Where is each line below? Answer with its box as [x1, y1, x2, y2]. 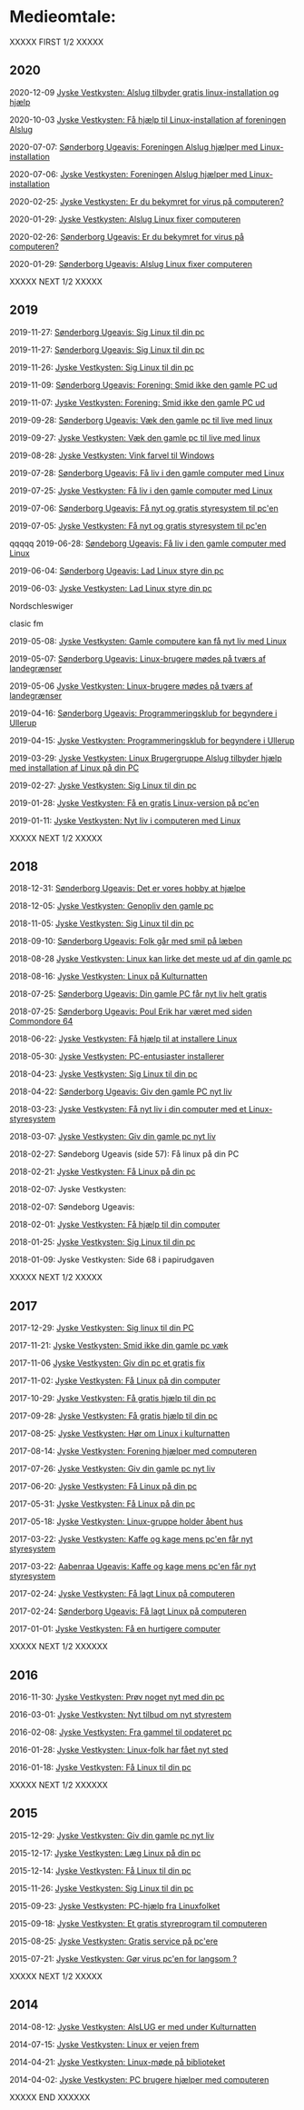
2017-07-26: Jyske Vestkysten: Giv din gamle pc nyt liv [9, 1463, 216, 1474]
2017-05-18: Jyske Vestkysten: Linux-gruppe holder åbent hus [9, 1516, 243, 1528]
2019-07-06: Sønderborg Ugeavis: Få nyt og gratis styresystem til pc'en [9, 503, 279, 513]
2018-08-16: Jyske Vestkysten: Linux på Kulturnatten [9, 970, 208, 982]
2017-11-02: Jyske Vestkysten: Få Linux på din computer [9, 1375, 221, 1387]
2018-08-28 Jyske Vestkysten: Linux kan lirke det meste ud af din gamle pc [9, 953, 292, 964]
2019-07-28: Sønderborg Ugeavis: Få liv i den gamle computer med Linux [9, 467, 285, 478]
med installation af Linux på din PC [9, 761, 139, 773]
